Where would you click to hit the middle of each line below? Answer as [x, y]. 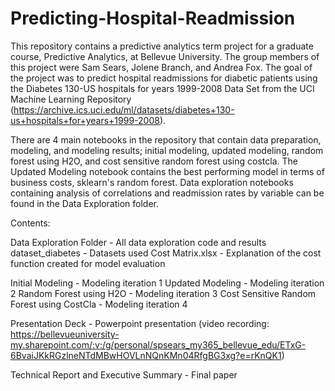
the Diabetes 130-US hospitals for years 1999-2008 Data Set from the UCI [162, 88]
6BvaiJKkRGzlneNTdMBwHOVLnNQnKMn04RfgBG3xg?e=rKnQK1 [146, 355]
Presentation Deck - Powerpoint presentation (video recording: [140, 323]
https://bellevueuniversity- [65, 334]
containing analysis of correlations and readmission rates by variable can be [167, 193]
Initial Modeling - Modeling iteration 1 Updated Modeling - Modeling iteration [167, 283]
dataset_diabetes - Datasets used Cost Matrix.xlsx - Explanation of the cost [166, 253]
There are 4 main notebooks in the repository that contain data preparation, [166, 139]
